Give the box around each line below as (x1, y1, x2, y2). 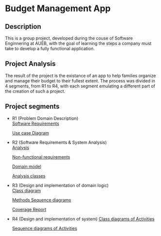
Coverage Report (12, 206, 47, 212)
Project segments (5, 102, 60, 111)
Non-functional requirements (12, 154, 70, 160)
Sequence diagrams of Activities (12, 225, 78, 231)
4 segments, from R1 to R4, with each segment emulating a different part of (5, 83, 155, 89)
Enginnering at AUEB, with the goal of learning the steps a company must (5, 40, 152, 46)
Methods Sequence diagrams (12, 197, 71, 203)
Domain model (12, 163, 41, 169)
